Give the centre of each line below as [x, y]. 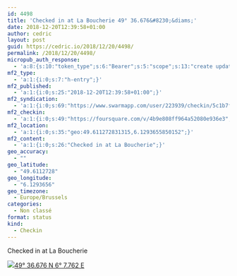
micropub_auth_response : [44, 60]
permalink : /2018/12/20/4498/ [52, 54]
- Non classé [33, 211]
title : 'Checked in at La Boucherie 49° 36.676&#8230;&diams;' [102, 20]
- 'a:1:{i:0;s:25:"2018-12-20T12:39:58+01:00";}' [88, 92]
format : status [30, 217]
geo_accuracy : [28, 152]
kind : [15, 224]
